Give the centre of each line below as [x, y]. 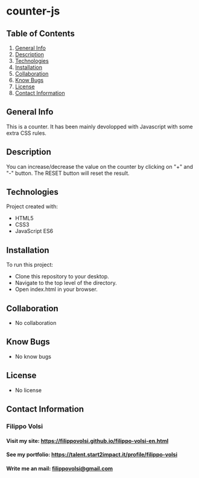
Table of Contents [41, 34]
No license [28, 390]
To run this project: [30, 265]
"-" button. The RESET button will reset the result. [68, 173]
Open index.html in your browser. [56, 289]
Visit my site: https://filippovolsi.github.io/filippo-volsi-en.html [87, 440]
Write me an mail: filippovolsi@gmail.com [60, 468]
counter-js [33, 11]
